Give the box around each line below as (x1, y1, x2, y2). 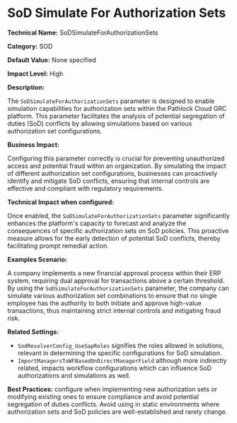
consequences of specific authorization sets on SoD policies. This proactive (7, 226, 229, 234)
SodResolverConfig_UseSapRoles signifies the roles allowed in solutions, (17, 341, 224, 350)
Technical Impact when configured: (7, 198, 115, 206)
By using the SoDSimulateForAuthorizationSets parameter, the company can (7, 284, 230, 292)
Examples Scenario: (7, 255, 68, 263)
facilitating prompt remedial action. (7, 242, 109, 250)
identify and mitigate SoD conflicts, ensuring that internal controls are (7, 177, 210, 185)
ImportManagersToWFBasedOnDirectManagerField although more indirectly (17, 356, 227, 364)
